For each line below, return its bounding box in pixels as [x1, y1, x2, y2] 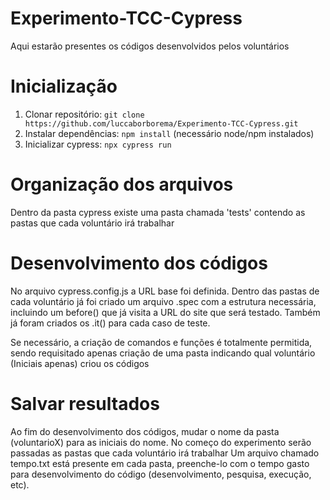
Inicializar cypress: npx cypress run [24, 138, 172, 150]
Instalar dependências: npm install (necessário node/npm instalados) [24, 127, 315, 139]
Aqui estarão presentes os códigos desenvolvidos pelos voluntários [10, 40, 290, 52]
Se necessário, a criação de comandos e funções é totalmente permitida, [10, 336, 313, 348]
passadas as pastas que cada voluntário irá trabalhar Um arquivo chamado [10, 447, 320, 459]
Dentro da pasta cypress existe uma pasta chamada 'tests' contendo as [10, 206, 306, 218]
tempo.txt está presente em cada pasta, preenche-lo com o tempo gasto [10, 457, 310, 469]
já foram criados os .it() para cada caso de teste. [10, 317, 211, 329]
